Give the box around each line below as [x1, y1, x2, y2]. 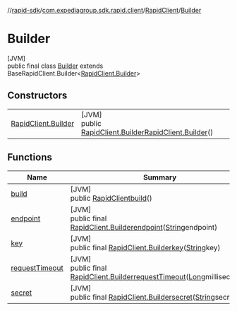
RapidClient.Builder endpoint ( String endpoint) [70, 222, 218, 232]
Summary [143, 172, 177, 182]
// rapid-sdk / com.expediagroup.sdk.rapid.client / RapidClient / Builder [7, 6, 202, 14]
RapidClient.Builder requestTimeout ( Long [70, 271, 206, 281]
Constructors [7, 90, 68, 102]
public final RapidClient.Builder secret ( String [70, 292, 215, 302]
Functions [7, 151, 53, 163]
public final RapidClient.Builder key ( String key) [70, 242, 221, 252]
